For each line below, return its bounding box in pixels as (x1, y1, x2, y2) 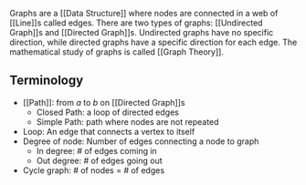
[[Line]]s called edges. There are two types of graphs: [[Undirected (9, 17, 263, 28)
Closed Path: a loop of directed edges (36, 107, 180, 118)
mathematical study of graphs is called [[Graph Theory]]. (9, 46, 224, 57)
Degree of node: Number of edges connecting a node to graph (22, 136, 259, 147)
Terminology (9, 73, 84, 88)
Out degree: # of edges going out (36, 155, 163, 166)
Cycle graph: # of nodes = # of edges (22, 164, 165, 176)
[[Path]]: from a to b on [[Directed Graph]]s (22, 97, 185, 108)
